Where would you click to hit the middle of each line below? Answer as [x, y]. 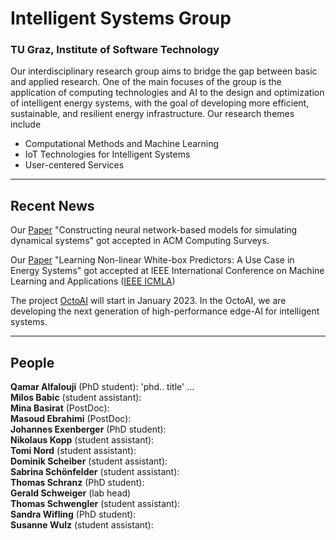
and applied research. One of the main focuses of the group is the [146, 82]
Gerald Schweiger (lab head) [71, 493]
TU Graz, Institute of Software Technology [115, 50]
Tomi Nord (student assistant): [73, 451]
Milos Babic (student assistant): [76, 398]
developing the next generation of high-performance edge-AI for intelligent [165, 311]
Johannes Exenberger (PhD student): [88, 429]
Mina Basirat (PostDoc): [60, 408]
